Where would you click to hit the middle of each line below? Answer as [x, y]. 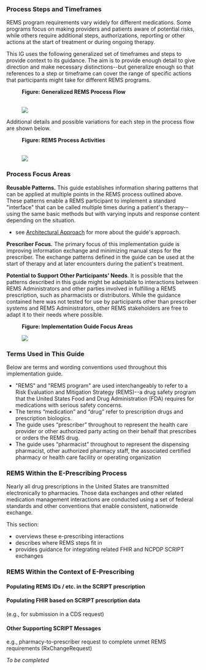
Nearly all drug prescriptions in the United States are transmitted [88, 487]
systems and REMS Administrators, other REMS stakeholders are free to [97, 308]
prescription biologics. [44, 418]
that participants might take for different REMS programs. [79, 80]
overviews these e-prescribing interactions [70, 536]
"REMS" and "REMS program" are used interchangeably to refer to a [101, 385]
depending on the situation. [41, 220]
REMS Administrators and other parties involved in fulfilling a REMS [91, 288]
